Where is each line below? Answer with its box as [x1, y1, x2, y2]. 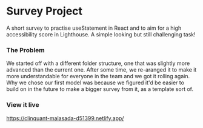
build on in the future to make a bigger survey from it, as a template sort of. [6, 86, 194, 93]
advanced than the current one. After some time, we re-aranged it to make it [6, 66, 197, 73]
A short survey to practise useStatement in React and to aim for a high [6, 24, 182, 32]
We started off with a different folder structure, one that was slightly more [6, 59, 190, 67]
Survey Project [6, 4, 83, 18]
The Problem [6, 45, 45, 54]
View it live [6, 101, 39, 109]
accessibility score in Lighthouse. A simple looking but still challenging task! [6, 30, 196, 38]
